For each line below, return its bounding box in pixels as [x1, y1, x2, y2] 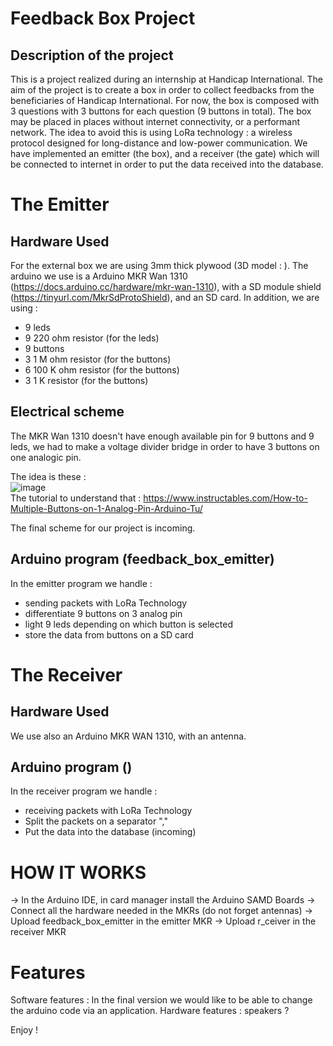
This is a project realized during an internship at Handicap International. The [10, 73, 323, 85]
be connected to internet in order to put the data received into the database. [10, 158, 324, 170]
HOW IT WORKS [10, 861, 147, 884]
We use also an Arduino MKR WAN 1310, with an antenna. [10, 730, 247, 742]
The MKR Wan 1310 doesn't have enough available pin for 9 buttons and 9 [10, 430, 315, 442]
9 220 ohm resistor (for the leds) [24, 332, 160, 344]
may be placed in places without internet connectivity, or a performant [10, 116, 301, 127]
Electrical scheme [10, 403, 125, 421]
